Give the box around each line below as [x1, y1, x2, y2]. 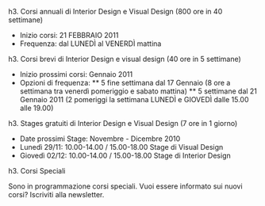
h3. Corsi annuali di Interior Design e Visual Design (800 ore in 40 [8, 7, 223, 16]
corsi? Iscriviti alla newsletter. [8, 190, 105, 199]
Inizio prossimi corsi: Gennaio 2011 [19, 70, 133, 78]
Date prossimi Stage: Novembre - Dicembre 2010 [19, 134, 181, 143]
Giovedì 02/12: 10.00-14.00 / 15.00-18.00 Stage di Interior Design [19, 151, 232, 160]
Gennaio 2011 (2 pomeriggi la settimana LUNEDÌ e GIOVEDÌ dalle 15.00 [19, 95, 249, 104]
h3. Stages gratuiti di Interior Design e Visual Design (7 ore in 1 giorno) [8, 119, 238, 128]
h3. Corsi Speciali [8, 166, 66, 175]
